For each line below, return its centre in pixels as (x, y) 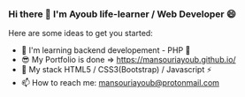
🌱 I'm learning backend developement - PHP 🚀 (106, 50)
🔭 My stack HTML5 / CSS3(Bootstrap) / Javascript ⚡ (116, 70)
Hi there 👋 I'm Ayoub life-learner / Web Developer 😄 (122, 14)
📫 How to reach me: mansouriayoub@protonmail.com (120, 83)
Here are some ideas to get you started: (81, 34)
